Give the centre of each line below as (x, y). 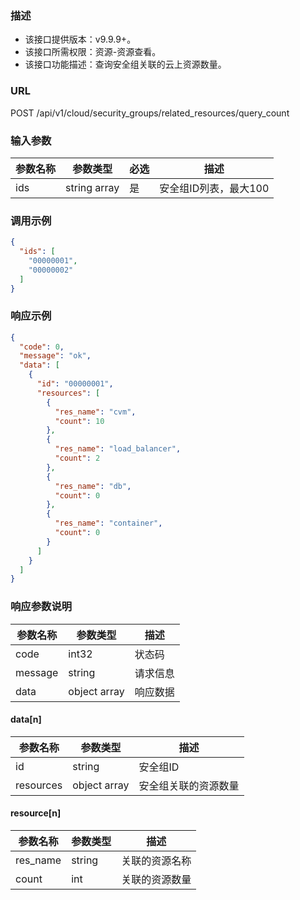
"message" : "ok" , (55, 356)
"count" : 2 (77, 458)
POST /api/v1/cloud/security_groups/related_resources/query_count (150, 113)
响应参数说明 (41, 607)
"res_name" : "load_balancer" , (118, 449)
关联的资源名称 (156, 861)
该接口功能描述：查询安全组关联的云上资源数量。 (125, 64)
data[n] (26, 719)
